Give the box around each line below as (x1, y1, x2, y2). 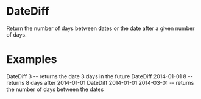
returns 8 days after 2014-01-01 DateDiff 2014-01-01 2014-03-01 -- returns (6, 79, 194, 86)
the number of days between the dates (6, 86, 104, 93)
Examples (6, 53, 57, 67)
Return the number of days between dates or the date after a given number (6, 24, 195, 32)
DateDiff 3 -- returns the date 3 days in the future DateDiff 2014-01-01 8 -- (6, 72, 193, 80)
